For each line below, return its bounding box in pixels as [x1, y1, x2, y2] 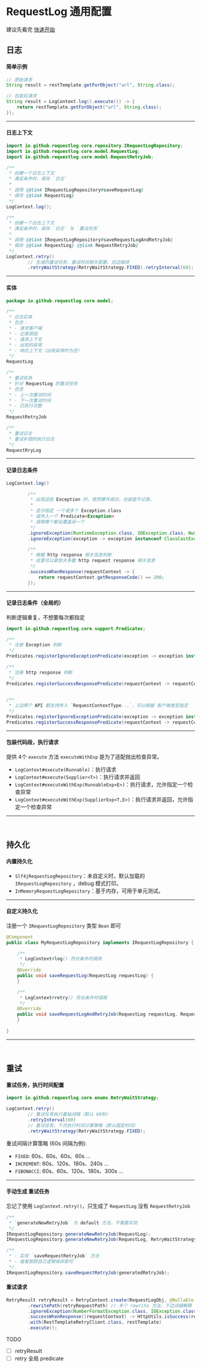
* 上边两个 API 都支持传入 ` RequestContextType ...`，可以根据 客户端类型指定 [8, 703, 188, 709]
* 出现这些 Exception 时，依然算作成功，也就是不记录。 [30, 496, 154, 503]
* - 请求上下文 [8, 336, 42, 342]
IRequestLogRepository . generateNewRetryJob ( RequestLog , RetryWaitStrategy [6, 1237, 197, 1243]
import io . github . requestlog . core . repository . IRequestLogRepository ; [6, 143, 184, 149]
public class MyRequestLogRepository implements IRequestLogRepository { [6, 939, 194, 945]
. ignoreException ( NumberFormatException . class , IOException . [28, 1308, 184, 1314]
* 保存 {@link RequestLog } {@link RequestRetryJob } [8, 242, 139, 248]
